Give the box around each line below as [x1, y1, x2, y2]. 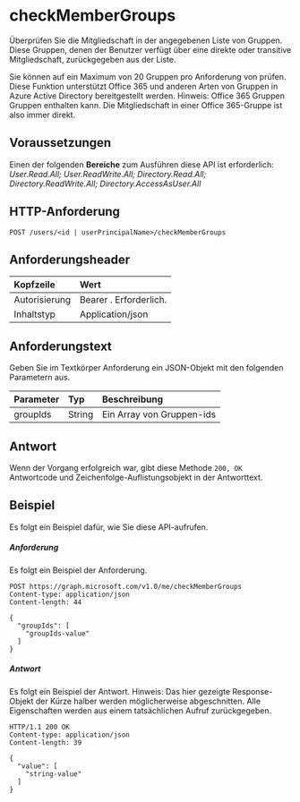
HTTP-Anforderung [9, 204, 121, 219]
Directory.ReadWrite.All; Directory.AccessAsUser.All [9, 178, 201, 189]
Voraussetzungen [9, 135, 112, 150]
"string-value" [25, 769, 82, 779]
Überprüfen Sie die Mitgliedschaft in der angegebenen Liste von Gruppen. [9, 35, 283, 46]
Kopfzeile [13, 278, 56, 291]
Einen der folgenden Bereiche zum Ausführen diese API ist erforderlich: [9, 158, 275, 170]
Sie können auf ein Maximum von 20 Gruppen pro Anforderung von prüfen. [9, 71, 287, 81]
